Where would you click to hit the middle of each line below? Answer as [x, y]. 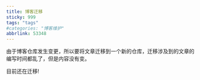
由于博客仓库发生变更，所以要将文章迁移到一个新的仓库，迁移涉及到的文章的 [100, 52]
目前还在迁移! [23, 71]
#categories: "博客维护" [35, 28]
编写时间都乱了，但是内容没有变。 [48, 59]
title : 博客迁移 [24, 12]
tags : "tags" [22, 23]
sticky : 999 [21, 17]
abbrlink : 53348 [26, 34]
